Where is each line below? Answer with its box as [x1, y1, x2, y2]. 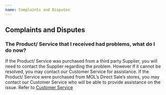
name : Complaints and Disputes [5, 7, 70, 12]
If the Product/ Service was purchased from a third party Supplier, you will [5, 58, 158, 64]
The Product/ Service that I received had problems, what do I [5, 40, 156, 47]
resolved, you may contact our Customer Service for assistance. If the [5, 69, 150, 75]
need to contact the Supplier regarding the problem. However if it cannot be [5, 63, 161, 70]
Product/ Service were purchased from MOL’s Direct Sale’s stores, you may [5, 74, 160, 80]
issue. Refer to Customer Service [5, 85, 73, 91]
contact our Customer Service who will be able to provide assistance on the [5, 79, 161, 85]
